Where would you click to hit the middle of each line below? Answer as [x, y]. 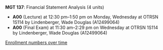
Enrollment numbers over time [36, 42]
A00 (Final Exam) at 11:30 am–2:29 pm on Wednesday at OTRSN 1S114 [85, 27]
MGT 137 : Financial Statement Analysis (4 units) [55, 7]
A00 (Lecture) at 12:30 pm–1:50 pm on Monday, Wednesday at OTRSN [85, 17]
